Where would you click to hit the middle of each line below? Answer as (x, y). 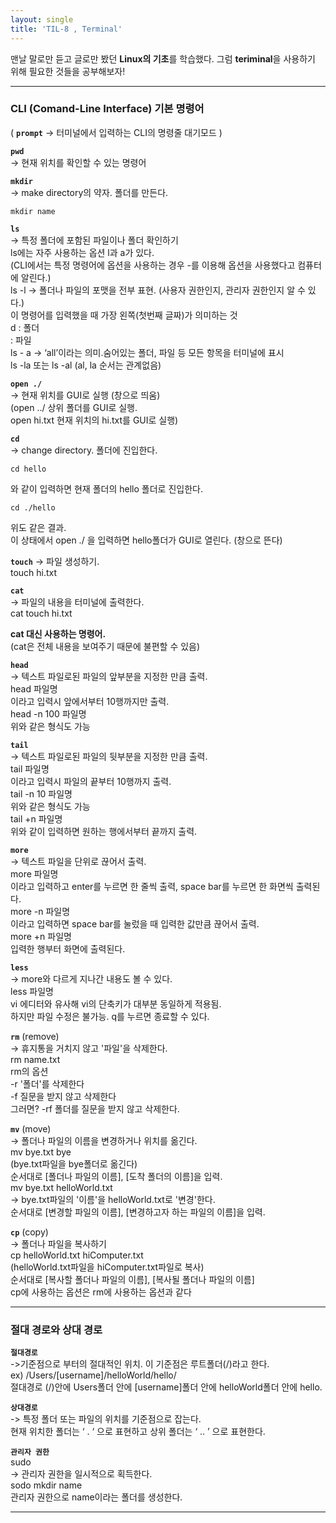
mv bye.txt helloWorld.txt (61, 1187)
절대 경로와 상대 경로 (56, 1329)
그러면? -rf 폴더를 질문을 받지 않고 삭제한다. (95, 1108)
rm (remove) (35, 1036)
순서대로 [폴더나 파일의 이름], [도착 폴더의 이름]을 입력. (116, 1176)
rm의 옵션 (29, 1071)
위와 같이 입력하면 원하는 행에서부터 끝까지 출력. (104, 831)
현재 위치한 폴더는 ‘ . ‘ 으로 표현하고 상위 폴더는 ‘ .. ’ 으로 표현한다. (138, 1432)
